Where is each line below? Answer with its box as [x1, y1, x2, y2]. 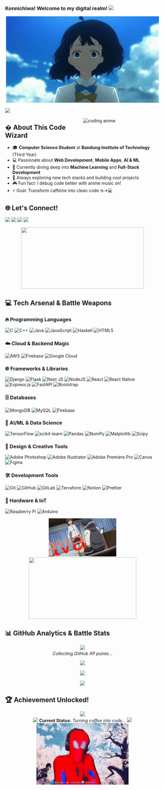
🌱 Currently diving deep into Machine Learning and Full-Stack [12, 164, 139, 170]
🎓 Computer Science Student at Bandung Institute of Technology [12, 145, 150, 151]
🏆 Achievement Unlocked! [5, 696, 89, 704]
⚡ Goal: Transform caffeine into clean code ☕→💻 [12, 187, 113, 194]
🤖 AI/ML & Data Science [5, 420, 62, 426]
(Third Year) [12, 152, 37, 157]
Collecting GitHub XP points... [52, 650, 113, 656]
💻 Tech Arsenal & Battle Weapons [5, 299, 112, 307]
